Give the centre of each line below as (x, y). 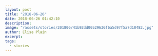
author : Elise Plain (26, 32)
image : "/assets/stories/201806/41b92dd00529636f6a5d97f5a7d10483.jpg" (79, 28)
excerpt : (14, 37)
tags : (10, 41)
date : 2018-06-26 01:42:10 (32, 19)
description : (18, 23)
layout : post (18, 9)
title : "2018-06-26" (26, 14)
